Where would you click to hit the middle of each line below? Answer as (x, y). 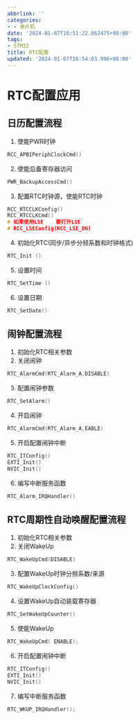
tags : (15, 40)
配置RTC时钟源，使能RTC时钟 (60, 196)
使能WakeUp (35, 628)
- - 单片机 (21, 26)
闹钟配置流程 (35, 334)
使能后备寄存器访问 (45, 168)
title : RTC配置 (28, 53)
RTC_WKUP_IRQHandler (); (42, 709)
